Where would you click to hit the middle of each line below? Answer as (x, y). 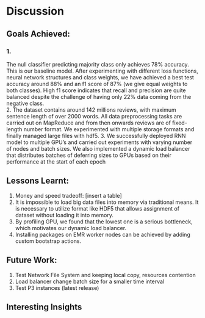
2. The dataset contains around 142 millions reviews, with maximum (92, 110)
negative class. (25, 103)
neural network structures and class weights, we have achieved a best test (100, 77)
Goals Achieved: (38, 34)
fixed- (179, 123)
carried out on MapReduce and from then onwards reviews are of (88, 123)
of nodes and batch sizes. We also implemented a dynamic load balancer (98, 148)
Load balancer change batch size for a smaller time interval (90, 281)
